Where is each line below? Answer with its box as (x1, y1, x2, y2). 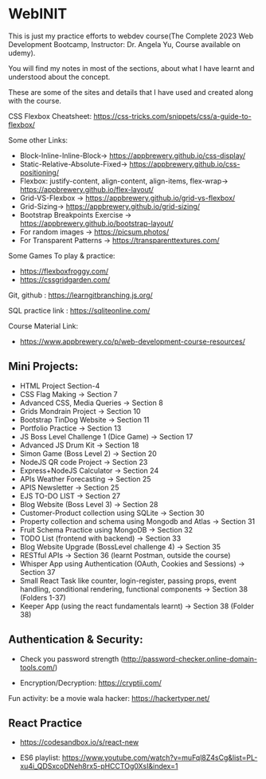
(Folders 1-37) (19, 592, 66, 602)
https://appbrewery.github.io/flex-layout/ (19, 184, 154, 194)
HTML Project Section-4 (19, 380, 100, 391)
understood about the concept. (8, 72, 111, 81)
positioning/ (19, 167, 60, 177)
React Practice (8, 716, 83, 730)
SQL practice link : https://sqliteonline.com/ (8, 305, 151, 315)
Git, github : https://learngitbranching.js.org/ (8, 290, 153, 300)
